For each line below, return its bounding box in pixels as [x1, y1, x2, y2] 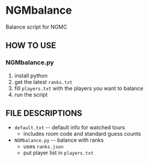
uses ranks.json [23, 143, 64, 150]
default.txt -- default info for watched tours [14, 124, 125, 131]
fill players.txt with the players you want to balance [14, 85, 144, 92]
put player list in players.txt [23, 149, 94, 157]
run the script [14, 91, 48, 98]
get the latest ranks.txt [14, 78, 73, 85]
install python [14, 72, 48, 79]
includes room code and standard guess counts [23, 130, 141, 138]
